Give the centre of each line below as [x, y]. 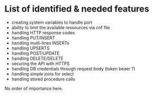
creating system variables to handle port [52, 22]
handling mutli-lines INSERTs [40, 43]
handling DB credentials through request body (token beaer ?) [73, 68]
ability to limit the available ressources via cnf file [61, 27]
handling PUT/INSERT [33, 38]
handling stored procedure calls [43, 79]
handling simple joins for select [43, 74]
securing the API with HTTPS [40, 64]
